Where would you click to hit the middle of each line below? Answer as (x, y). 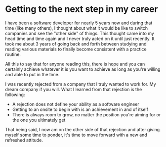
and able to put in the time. (32, 74)
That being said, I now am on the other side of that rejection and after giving (83, 129)
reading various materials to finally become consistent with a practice (76, 49)
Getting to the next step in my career (82, 9)
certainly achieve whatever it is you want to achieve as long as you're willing (83, 69)
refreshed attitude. (24, 140)
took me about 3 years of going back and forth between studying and (76, 44)
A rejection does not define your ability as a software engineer (76, 104)
